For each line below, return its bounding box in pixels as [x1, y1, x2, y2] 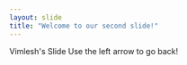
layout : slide [9, 12, 63, 22]
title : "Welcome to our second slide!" [9, 21, 159, 30]
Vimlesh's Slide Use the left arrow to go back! [9, 45, 179, 56]
